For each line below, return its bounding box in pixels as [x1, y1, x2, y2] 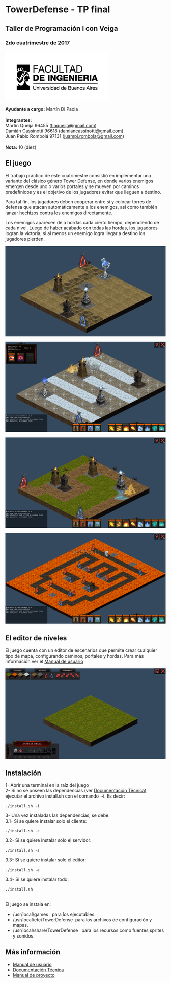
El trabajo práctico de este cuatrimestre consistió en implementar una [5, 172, 151, 178]
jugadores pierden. [5, 236, 45, 242]
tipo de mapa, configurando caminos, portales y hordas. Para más [5, 652, 144, 659]
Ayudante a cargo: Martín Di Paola [5, 106, 78, 112]
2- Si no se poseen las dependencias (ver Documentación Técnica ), [5, 788, 148, 794]
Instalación [5, 768, 42, 777]
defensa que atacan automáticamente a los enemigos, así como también [5, 204, 158, 210]
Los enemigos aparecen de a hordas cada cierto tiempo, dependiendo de [5, 219, 159, 225]
